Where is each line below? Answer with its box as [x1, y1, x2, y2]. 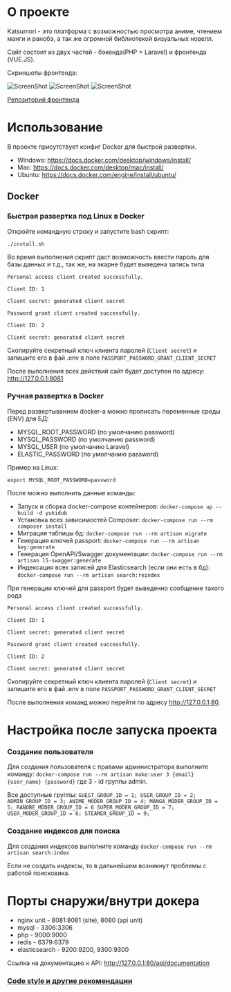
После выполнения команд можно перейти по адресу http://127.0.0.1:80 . [7, 698, 221, 706]
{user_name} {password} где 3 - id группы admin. [7, 778, 148, 786]
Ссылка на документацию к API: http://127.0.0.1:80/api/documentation [7, 959, 210, 967]
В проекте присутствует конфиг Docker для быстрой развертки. [7, 143, 197, 151]
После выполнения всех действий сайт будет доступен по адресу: [7, 367, 205, 375]
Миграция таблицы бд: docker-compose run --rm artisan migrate [17, 529, 207, 537]
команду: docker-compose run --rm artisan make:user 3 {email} [7, 770, 194, 778]
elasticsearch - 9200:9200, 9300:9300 [17, 945, 129, 953]
